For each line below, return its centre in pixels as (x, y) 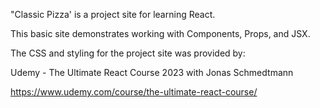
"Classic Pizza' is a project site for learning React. (113, 14)
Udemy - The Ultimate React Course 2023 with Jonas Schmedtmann (152, 72)
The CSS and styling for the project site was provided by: (128, 53)
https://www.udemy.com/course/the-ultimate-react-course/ (134, 92)
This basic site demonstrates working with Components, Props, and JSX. (160, 33)
